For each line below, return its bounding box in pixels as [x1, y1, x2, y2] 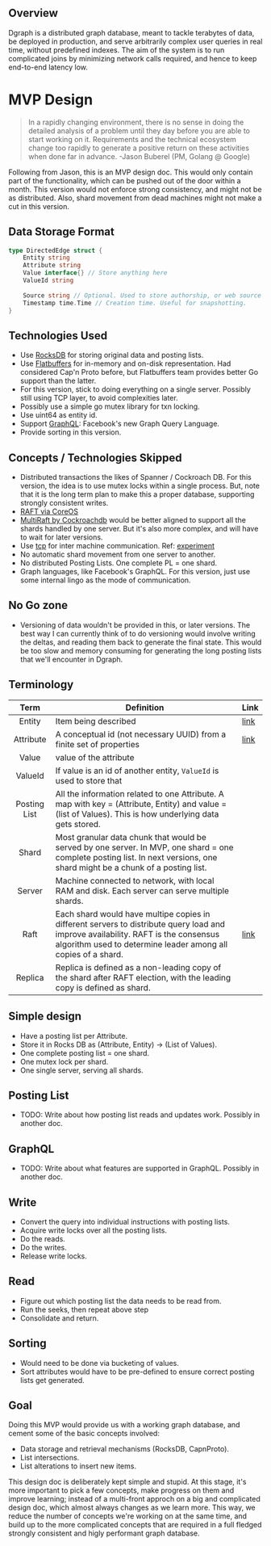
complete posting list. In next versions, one [55, 851, 218, 863]
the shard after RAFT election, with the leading [55, 972, 231, 983]
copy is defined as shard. [55, 981, 151, 993]
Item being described [55, 715, 136, 726]
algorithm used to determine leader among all [55, 939, 228, 950]
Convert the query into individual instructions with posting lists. [19, 1216, 230, 1226]
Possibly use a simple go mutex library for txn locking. [19, 401, 200, 411]
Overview [8, 6, 59, 20]
